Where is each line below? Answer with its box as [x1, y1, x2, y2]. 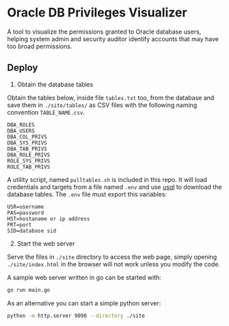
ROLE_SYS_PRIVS [7, 157, 51, 164]
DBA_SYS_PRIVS [7, 139, 48, 146]
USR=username [7, 203, 44, 210]
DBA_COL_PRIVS [7, 133, 48, 140]
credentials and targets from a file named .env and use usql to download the [7, 183, 222, 191]
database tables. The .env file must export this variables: [7, 190, 167, 198]
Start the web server [16, 239, 75, 248]
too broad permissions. [7, 42, 72, 50]
